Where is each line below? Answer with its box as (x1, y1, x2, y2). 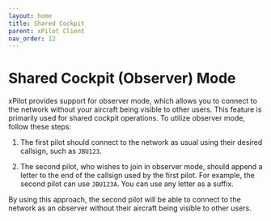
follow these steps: (8, 122, 71, 132)
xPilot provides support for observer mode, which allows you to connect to (8, 96, 257, 106)
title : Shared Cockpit (8, 19, 85, 28)
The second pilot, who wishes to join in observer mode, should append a (19, 162, 263, 172)
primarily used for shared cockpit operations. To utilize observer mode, (8, 113, 245, 123)
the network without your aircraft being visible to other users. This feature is (8, 104, 262, 114)
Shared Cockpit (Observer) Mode (8, 70, 236, 87)
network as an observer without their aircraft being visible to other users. (8, 203, 252, 213)
